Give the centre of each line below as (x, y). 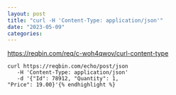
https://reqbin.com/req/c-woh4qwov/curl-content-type (88, 53)
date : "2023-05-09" (36, 27)
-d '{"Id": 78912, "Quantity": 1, (68, 79)
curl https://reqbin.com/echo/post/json (68, 66)
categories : (25, 33)
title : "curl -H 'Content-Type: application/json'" (85, 20)
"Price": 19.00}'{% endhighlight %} (61, 85)
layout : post (27, 14)
